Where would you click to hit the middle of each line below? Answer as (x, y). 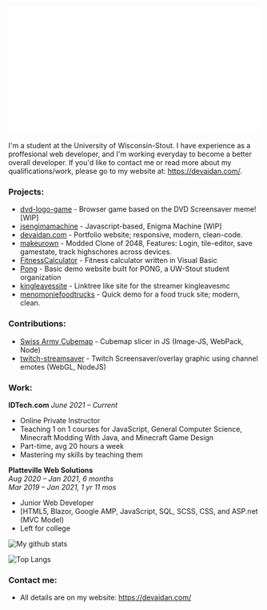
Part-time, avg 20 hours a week (72, 446)
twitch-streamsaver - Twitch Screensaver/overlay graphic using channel (139, 358)
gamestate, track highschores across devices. (96, 252)
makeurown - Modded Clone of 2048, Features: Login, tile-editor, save (136, 244)
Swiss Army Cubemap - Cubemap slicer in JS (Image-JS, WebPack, (132, 341)
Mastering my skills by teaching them (81, 454)
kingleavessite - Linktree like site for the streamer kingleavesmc (125, 286)
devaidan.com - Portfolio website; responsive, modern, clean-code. (131, 235)
